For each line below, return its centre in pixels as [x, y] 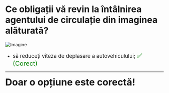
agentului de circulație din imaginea [81, 20]
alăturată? [27, 31]
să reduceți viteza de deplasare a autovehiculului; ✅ [77, 56]
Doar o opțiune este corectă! [70, 82]
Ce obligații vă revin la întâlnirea [73, 9]
